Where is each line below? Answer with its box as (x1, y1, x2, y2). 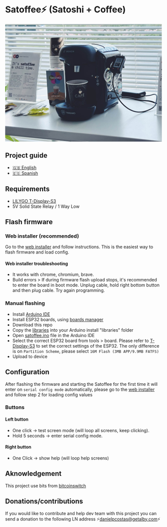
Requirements (5, 185, 50, 193)
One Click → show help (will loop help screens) (12, 455, 109, 461)
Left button (5, 416, 29, 423)
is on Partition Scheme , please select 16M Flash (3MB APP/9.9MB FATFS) (12, 348, 159, 354)
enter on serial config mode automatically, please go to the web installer (5, 386, 155, 392)
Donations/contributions (5, 497, 83, 506)
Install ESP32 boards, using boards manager (12, 316, 103, 322)
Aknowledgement (5, 469, 62, 478)
